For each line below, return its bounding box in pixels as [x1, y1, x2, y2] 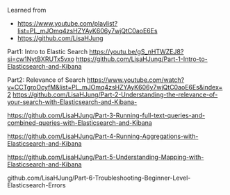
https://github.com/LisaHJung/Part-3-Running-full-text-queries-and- [7, 111, 206, 119]
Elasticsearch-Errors [7, 181, 66, 189]
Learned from [7, 6, 47, 14]
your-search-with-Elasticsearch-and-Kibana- [7, 98, 138, 106]
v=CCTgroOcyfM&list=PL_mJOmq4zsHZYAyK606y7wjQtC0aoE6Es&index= [7, 83, 223, 91]
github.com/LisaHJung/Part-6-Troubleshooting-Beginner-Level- [7, 173, 191, 182]
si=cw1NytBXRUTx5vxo [7, 55, 75, 63]
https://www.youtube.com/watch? [86, 76, 185, 84]
